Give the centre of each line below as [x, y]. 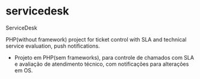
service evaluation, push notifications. [53, 46]
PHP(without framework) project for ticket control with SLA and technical [96, 39]
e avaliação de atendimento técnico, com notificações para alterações [102, 64]
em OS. [23, 70]
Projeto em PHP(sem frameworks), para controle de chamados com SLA [104, 57]
